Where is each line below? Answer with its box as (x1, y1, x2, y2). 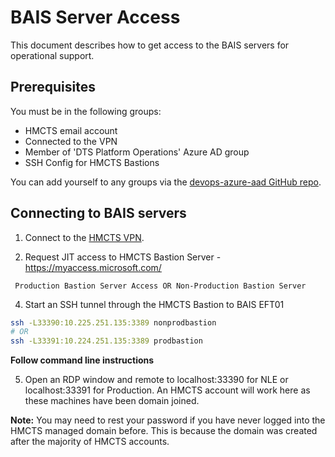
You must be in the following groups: (10, 105, 162, 117)
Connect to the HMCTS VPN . (24, 231, 145, 243)
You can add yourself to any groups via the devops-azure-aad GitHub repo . (10, 176, 322, 188)
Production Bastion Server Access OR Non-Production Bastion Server (14, 281, 307, 291)
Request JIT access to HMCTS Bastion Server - (24, 251, 222, 263)
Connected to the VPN (24, 135, 118, 147)
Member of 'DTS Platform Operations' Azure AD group (24, 146, 250, 158)
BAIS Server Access (10, 6, 181, 29)
